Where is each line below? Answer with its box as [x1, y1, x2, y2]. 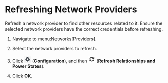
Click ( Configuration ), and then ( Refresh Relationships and [12, 58, 156, 64]
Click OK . [12, 73, 33, 79]
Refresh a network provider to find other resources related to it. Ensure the [5, 20, 163, 26]
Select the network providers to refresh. [12, 45, 97, 51]
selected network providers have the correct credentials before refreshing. [5, 25, 163, 32]
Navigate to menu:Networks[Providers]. [12, 36, 97, 42]
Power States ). [12, 63, 45, 69]
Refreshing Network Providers [5, 4, 137, 15]
